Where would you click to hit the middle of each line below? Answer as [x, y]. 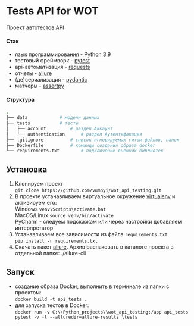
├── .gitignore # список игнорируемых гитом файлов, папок [93, 140]
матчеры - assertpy [39, 86]
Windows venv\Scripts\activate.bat [60, 209]
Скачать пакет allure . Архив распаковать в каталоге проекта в [94, 247]
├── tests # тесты [42, 123]
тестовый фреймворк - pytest [52, 61]
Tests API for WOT [53, 11]
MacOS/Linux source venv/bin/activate [64, 215]
